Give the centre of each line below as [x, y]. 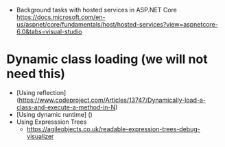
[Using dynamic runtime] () [55, 114]
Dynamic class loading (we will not [107, 59]
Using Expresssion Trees [51, 122]
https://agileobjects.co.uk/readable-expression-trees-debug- [113, 129]
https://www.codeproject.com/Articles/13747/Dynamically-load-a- [113, 100]
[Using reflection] [41, 92]
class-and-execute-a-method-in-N [66, 107]
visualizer [40, 136]
